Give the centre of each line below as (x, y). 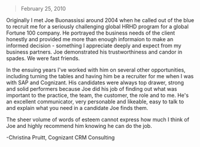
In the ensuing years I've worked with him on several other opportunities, (96, 70)
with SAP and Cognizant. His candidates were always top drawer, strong (95, 82)
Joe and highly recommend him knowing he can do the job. (79, 126)
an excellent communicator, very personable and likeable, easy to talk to (95, 102)
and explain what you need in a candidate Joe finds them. (77, 108)
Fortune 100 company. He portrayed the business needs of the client (90, 33)
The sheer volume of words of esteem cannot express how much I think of (98, 120)
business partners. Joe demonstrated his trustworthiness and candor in (94, 52)
